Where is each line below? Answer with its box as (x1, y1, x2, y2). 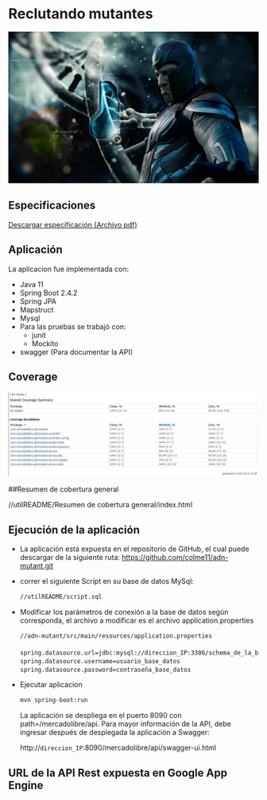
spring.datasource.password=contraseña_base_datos (19, 666, 192, 674)
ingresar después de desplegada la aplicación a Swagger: (19, 728, 211, 737)
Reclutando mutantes (8, 5, 153, 23)
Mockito (31, 339, 59, 348)
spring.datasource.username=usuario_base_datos (19, 657, 180, 665)
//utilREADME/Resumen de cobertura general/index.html (8, 500, 193, 510)
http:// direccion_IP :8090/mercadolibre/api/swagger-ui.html (19, 743, 217, 752)
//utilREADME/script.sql (19, 593, 103, 601)
